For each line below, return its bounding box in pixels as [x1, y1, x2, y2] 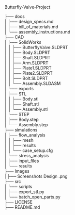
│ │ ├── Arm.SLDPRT [4, 60, 49, 66]
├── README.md [4, 204, 40, 210]
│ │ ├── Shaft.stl [4, 101, 39, 107]
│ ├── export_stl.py [4, 189, 45, 195]
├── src [4, 179, 21, 184]
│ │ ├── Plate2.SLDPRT [4, 70, 53, 76]
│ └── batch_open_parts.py [4, 194, 61, 199]
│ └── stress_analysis [4, 153, 49, 158]
